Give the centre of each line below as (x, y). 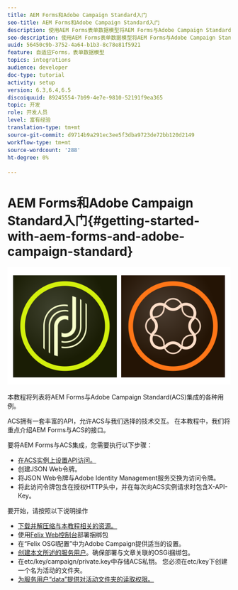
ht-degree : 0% (28, 157)
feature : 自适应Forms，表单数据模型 (56, 53)
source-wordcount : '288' (44, 150)
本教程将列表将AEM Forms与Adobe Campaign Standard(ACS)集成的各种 (113, 397)
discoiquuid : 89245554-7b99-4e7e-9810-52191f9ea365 (85, 97)
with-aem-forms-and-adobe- (96, 236)
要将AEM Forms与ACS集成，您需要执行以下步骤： (80, 445)
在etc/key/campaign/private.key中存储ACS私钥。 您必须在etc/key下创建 (123, 561)
